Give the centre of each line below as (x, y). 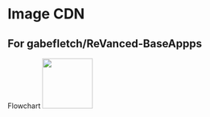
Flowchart (24, 106)
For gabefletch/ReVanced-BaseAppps (105, 44)
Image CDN (46, 14)
